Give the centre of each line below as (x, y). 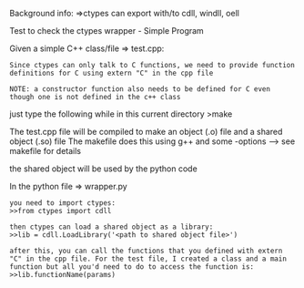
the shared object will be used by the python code (103, 169)
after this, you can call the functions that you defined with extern (146, 251)
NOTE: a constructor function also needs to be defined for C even (140, 89)
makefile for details (46, 151)
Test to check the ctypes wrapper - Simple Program (107, 31)
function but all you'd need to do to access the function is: (132, 267)
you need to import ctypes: (63, 203)
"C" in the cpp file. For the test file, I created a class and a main (148, 259)
